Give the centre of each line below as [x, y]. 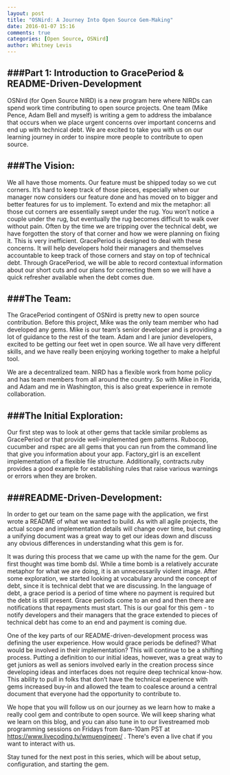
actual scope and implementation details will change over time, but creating [114, 529]
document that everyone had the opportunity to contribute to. [94, 694]
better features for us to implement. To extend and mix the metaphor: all [109, 204]
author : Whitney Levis [39, 45]
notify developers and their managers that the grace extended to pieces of [113, 615]
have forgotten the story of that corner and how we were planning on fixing [113, 233]
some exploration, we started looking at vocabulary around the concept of [112, 579]
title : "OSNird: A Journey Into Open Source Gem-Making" [90, 20]
